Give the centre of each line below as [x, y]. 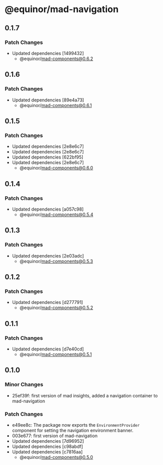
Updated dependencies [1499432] [48, 53]
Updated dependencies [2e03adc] [48, 255]
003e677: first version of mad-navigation [55, 436]
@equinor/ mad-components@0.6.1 [56, 105]
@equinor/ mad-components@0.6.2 [56, 59]
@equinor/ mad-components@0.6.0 [56, 168]
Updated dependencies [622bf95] [48, 157]
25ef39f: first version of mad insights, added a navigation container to [85, 395]
